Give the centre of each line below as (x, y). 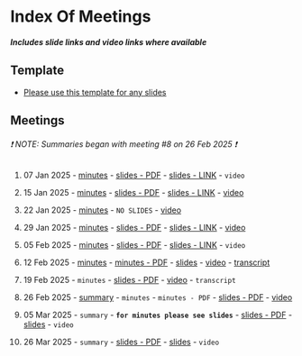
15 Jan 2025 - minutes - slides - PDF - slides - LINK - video (133, 193)
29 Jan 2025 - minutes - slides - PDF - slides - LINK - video (134, 228)
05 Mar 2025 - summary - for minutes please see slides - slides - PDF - (157, 315)
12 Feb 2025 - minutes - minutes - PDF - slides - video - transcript (146, 262)
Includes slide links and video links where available (109, 41)
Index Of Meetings (81, 17)
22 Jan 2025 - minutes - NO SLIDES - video (102, 210)
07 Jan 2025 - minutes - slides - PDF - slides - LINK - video (134, 175)
